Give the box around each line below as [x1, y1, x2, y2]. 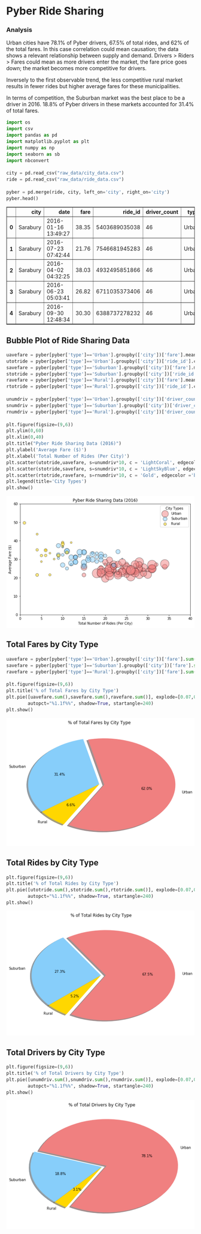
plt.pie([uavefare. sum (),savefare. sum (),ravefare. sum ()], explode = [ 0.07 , [6, 694, 194, 700]
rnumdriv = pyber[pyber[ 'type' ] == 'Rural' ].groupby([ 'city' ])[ [6, 409, 165, 415]
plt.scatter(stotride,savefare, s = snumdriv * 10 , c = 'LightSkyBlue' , [6, 466, 181, 472]
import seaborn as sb [6, 151, 60, 157]
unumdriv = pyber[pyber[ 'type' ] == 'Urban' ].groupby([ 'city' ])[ [6, 396, 165, 403]
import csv [6, 126, 33, 132]
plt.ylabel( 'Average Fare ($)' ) [6, 447, 87, 453]
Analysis [6, 26, 33, 34]
